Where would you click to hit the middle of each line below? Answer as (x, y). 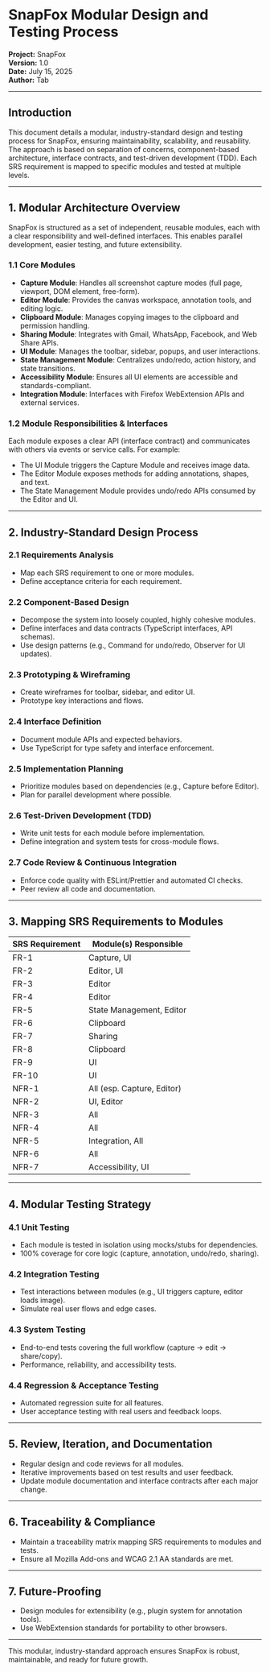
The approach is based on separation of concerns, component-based (124, 149)
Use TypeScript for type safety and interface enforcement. (117, 747)
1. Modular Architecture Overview (94, 208)
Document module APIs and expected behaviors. (101, 739)
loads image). (43, 1300)
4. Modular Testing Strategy (80, 1204)
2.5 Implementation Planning (66, 768)
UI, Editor (106, 1102)
